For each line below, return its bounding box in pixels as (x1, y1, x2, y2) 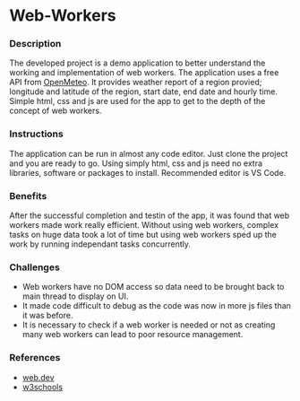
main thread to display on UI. (21, 291, 129, 301)
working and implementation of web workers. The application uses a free (9, 67, 279, 78)
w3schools (21, 381, 64, 392)
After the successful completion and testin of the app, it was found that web (9, 210, 290, 221)
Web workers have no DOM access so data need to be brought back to (21, 282, 285, 292)
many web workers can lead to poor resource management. (21, 329, 244, 340)
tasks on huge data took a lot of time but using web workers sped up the (9, 230, 278, 240)
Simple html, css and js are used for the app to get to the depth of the (9, 96, 266, 107)
